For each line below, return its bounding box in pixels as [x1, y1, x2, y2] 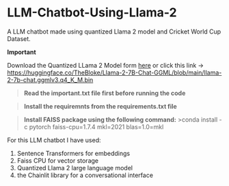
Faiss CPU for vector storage [16, 156, 99, 165]
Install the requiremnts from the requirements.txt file [23, 102, 178, 110]
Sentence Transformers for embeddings [16, 149, 131, 157]
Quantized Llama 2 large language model [16, 163, 133, 172]
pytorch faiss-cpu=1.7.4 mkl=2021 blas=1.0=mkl [29, 122, 164, 131]
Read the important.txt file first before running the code [23, 89, 186, 97]
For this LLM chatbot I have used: [7, 135, 101, 144]
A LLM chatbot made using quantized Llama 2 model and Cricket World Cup [7, 27, 221, 36]
